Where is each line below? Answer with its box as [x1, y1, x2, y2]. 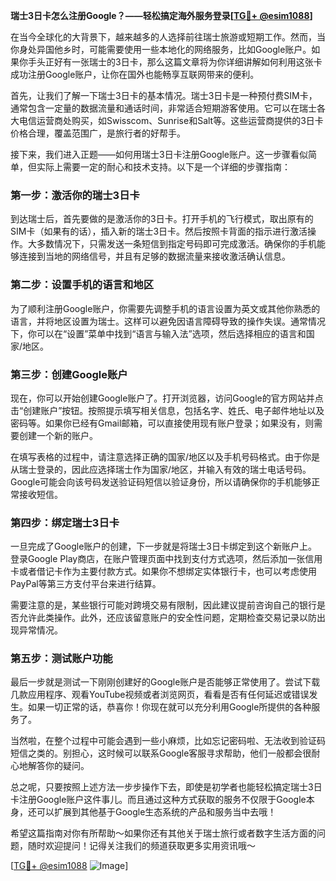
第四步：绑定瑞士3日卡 [10, 515, 120, 529]
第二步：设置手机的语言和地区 [10, 278, 155, 292]
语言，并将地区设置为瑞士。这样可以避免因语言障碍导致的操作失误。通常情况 [10, 315, 326, 327]
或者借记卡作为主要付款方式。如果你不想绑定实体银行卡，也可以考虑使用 [18, 565, 317, 578]
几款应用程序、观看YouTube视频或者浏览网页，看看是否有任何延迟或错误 [10, 689, 310, 701]
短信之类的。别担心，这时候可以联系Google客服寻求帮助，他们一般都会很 [10, 747, 312, 759]
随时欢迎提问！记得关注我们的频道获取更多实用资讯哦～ [27, 840, 256, 852]
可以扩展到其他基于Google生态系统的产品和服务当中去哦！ [36, 806, 277, 818]
